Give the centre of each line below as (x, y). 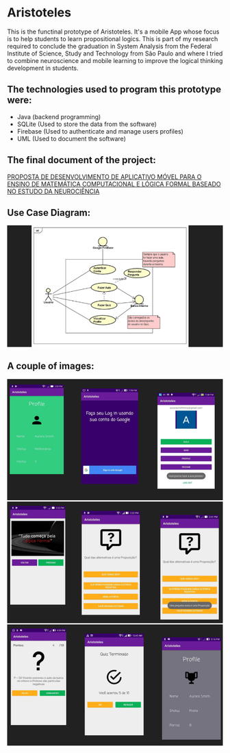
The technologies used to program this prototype (114, 89)
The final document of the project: (81, 160)
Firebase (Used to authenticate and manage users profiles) (100, 131)
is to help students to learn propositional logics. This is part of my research (113, 38)
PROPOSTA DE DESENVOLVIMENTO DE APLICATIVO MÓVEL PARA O (104, 177)
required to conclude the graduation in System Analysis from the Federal (110, 46)
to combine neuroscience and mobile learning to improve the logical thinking (115, 60)
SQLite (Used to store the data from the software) (87, 124)
